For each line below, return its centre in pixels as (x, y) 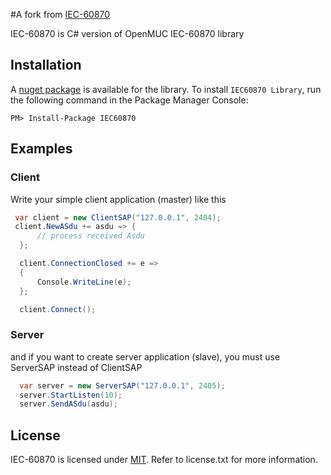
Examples (41, 149)
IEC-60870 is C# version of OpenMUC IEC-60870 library (127, 33)
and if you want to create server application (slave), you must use (145, 356)
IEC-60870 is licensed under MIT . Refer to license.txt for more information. (164, 460)
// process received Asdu (90, 236)
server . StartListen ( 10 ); (71, 395)
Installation (46, 65)
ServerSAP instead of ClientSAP (76, 367)
